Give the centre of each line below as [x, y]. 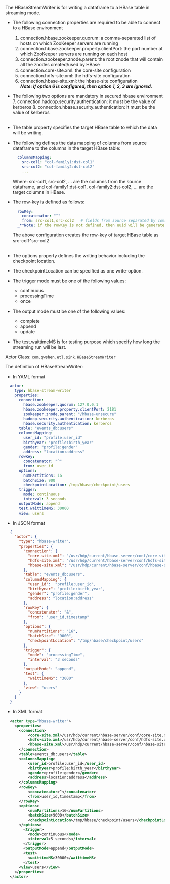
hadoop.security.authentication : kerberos [69, 419]
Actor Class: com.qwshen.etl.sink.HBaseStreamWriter [60, 357]
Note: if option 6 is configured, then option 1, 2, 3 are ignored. [86, 86]
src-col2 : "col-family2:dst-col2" [58, 167]
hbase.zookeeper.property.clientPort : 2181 [70, 410]
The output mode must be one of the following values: [69, 311]
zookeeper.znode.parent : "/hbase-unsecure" [70, 414]
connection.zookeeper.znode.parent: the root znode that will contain [92, 59]
